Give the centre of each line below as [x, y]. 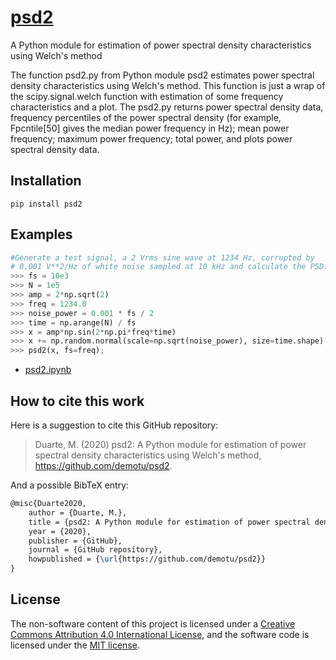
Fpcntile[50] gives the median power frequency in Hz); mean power [150, 128]
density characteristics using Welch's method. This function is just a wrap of [168, 85]
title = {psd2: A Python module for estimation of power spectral [169, 522]
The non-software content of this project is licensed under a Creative [153, 623]
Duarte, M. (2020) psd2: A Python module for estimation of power [170, 444]
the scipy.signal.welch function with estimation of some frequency [147, 96]
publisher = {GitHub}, [75, 541]
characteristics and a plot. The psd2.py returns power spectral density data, [167, 107]
